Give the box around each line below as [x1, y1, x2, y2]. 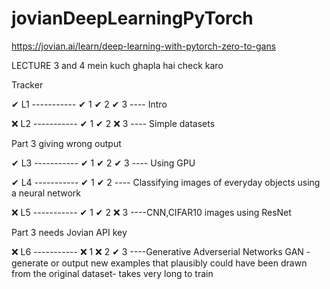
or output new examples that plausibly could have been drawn [50, 257, 308, 269]
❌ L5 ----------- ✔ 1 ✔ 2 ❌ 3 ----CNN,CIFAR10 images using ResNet [11, 206, 292, 218]
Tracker [11, 78, 44, 91]
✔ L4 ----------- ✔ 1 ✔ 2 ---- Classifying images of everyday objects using [11, 176, 321, 188]
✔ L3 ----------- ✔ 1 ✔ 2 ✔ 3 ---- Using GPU [11, 157, 196, 169]
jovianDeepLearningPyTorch [11, 7, 254, 30]
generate [11, 257, 49, 269]
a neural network [11, 187, 81, 199]
